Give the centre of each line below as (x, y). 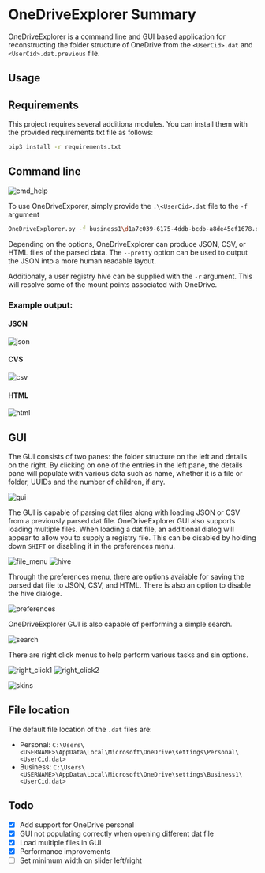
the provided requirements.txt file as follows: (81, 133)
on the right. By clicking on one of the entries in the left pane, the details (125, 465)
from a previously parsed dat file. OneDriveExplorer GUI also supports (122, 521)
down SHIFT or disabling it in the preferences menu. (92, 546)
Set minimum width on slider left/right (80, 860)
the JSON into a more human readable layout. (82, 261)
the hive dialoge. (35, 594)
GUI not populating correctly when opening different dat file (117, 833)
